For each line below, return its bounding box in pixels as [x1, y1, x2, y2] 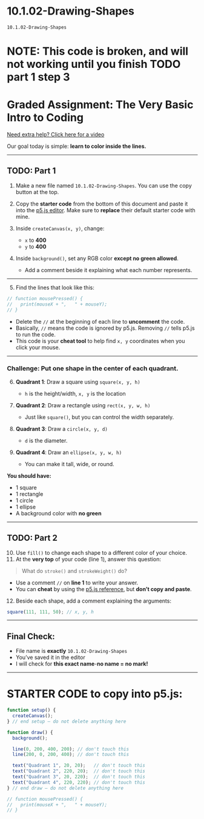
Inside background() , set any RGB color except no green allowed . [15, 255, 179, 262]
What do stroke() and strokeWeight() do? [21, 567, 128, 574]
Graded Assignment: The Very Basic [7, 98, 194, 112]
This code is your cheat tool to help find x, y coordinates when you [15, 337, 185, 344]
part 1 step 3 [7, 70, 70, 84]
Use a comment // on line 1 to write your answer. [15, 579, 139, 586]
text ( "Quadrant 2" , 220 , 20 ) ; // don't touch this [12, 768, 146, 774]
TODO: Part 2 [7, 533, 58, 543]
